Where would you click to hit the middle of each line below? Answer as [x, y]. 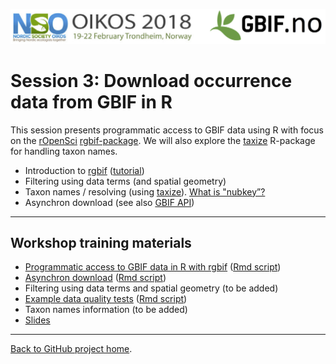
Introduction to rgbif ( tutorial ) [84, 170]
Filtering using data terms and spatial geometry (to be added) [151, 288]
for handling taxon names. [64, 151]
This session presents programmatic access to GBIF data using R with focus [167, 130]
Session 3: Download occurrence [151, 80]
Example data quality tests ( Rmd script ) [106, 299]
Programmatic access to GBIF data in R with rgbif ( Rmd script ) [153, 267]
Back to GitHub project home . [71, 349]
